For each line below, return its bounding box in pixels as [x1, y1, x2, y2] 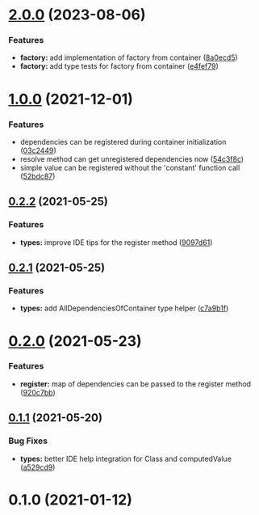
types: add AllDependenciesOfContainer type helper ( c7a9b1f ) [19, 303, 229, 313]
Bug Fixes [8, 435, 48, 446]
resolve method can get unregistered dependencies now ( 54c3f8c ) [19, 154, 244, 163]
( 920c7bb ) [19, 387, 56, 397]
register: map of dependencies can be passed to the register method [19, 378, 252, 389]
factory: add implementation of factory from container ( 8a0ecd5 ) [19, 53, 238, 62]
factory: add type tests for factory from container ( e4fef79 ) [19, 61, 219, 71]
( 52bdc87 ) [19, 171, 56, 181]
